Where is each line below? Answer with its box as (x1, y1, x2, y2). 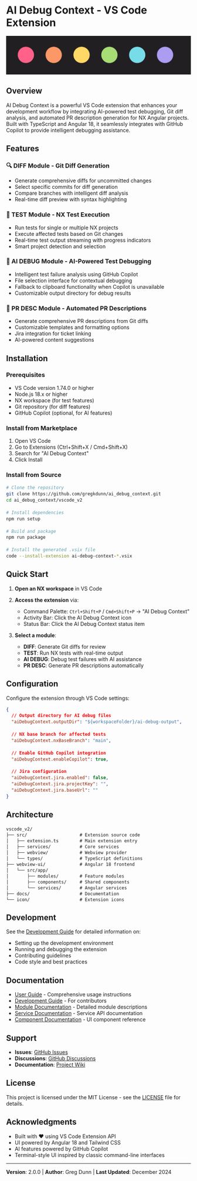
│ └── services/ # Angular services (6, 885, 127, 891)
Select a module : (14, 632, 57, 639)
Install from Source (6, 471, 62, 479)
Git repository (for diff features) (14, 403, 91, 410)
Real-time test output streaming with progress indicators (14, 236, 151, 243)
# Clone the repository (6, 485, 64, 491)
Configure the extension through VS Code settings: (6, 695, 130, 702)
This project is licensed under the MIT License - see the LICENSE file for (6, 1093, 181, 1100)
